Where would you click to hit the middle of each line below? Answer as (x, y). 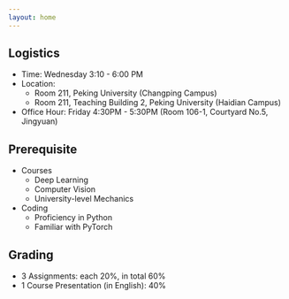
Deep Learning (61, 180)
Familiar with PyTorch (73, 227)
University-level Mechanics (84, 199)
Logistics (34, 54)
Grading (31, 254)
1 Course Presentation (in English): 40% (94, 286)
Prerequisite (43, 149)
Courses (36, 171)
